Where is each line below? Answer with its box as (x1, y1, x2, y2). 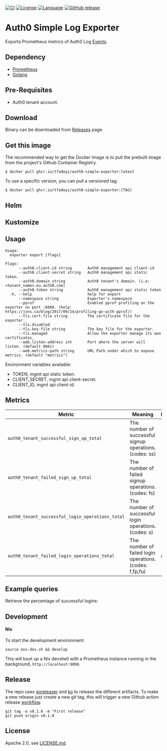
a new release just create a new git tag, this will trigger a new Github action (5, 694, 159, 700)
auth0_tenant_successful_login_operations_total (7, 514, 125, 520)
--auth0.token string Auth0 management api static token (18, 287, 162, 292)
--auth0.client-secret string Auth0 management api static (18, 270, 148, 275)
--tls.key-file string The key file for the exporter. (18, 326, 155, 331)
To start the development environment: (5, 638, 85, 643)
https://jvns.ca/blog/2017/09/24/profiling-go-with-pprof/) (5, 309, 133, 314)
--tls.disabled (18, 322, 50, 327)
